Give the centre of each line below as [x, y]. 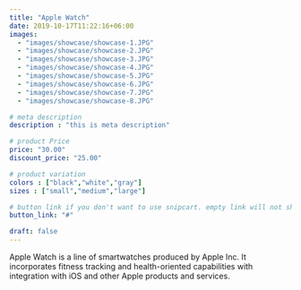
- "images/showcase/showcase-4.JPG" [86, 68]
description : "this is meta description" [90, 125]
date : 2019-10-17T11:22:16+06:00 [72, 26]
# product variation [48, 174]
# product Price [39, 141]
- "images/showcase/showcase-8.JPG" [86, 101]
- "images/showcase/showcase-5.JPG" [86, 76]
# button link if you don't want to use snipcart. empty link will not [146, 207]
